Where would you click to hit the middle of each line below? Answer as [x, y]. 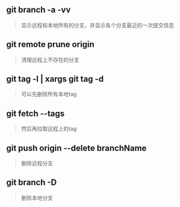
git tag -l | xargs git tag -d [55, 79]
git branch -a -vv [39, 10]
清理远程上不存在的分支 [50, 60]
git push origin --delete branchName [76, 148]
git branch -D [32, 183]
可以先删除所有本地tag [49, 94]
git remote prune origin [50, 45]
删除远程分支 [37, 163]
